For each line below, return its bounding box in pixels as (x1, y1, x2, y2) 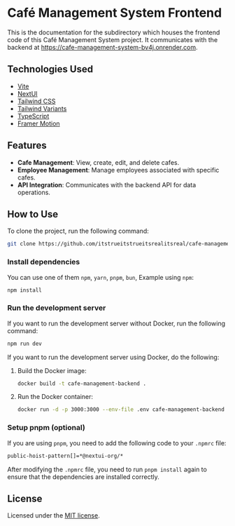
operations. (17, 188, 51, 196)
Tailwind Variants (17, 104, 67, 113)
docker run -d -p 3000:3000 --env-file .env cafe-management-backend (17, 406, 225, 413)
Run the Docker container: (17, 393, 93, 401)
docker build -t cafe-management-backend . (17, 380, 147, 387)
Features (7, 140, 47, 151)
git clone (7, 241, 36, 248)
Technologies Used (7, 63, 93, 75)
